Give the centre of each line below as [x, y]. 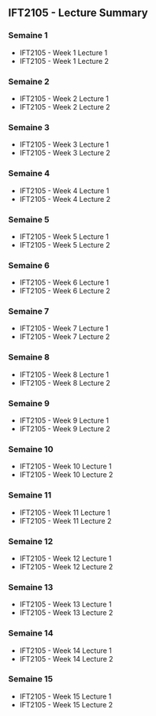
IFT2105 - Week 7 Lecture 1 [64, 328]
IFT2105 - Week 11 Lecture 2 [65, 520]
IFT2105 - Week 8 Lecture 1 [64, 375]
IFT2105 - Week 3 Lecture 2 [65, 153]
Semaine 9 [29, 403]
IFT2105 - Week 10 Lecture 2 [66, 475]
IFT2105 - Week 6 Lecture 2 [65, 291]
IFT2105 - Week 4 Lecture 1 [64, 190]
